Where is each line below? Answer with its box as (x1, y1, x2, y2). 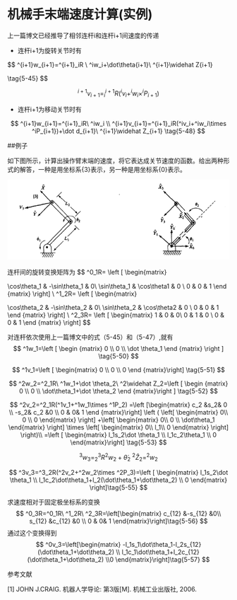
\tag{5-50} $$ (98, 352, 139, 360)
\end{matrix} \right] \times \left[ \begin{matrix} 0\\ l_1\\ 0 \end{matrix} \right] (8, 422, 229, 432)
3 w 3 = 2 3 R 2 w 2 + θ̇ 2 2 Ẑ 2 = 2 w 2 (78, 451, 159, 463)
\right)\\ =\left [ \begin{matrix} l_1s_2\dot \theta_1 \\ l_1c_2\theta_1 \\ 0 (20, 430, 217, 439)
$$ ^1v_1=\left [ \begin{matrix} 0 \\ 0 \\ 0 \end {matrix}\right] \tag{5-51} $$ (11, 365, 226, 374)
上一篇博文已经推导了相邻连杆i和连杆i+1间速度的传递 (7, 31, 159, 40)
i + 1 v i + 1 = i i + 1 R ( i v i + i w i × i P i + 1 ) (77, 88, 160, 99)
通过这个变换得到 (7, 529, 57, 538)
